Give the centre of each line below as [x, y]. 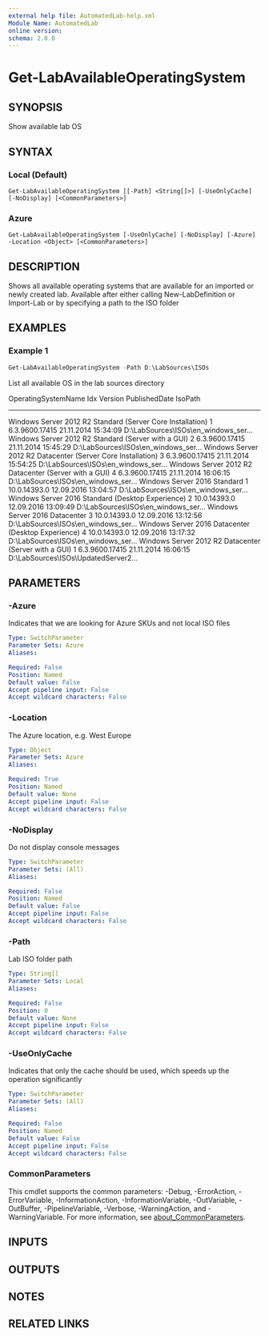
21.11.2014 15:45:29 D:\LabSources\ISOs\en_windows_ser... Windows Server [133, 447]
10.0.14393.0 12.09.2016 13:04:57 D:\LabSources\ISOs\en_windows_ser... [128, 489]
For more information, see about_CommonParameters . [156, 1217]
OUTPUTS [34, 1269]
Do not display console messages [64, 847]
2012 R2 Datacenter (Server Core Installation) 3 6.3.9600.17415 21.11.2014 [129, 455]
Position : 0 [28, 1010]
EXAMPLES [37, 328]
